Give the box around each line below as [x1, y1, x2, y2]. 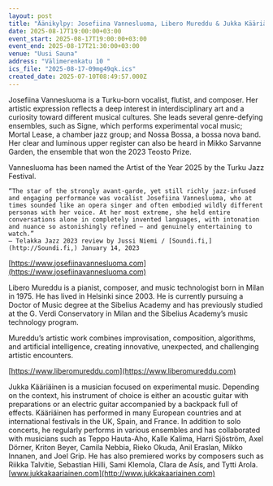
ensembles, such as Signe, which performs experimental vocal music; [8, 120, 243, 130]
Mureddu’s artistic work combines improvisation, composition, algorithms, [8, 333, 256, 343]
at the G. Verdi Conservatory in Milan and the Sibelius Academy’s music [8, 309, 249, 318]
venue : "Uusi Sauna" [8, 50, 79, 58]
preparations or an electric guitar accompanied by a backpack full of [8, 399, 238, 409]
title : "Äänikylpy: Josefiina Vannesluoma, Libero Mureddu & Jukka [8, 20, 242, 28]
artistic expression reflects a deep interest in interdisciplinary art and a [8, 103, 245, 113]
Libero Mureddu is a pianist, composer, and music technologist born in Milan [8, 282, 265, 292]
